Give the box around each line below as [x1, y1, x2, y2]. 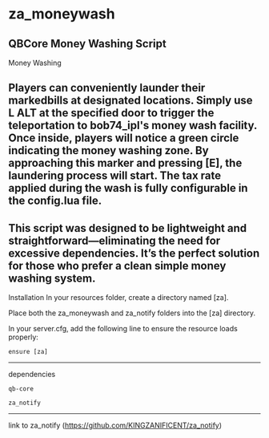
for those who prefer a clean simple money [8, 258, 227, 273]
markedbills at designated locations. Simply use [8, 94, 254, 107]
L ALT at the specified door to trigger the [8, 106, 215, 120]
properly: [8, 332, 38, 342]
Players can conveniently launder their [8, 81, 206, 95]
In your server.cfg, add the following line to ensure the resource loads [8, 324, 238, 334]
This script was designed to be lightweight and [8, 221, 247, 235]
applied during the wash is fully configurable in [8, 181, 248, 195]
